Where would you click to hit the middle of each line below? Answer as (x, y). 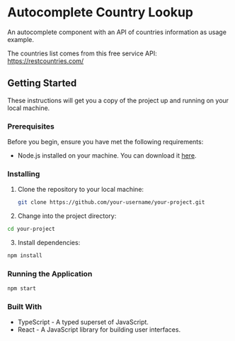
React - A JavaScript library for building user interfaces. (99, 330)
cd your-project (31, 229)
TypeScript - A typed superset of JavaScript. (83, 322)
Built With (25, 307)
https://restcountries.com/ (46, 60)
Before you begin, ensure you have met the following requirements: (105, 142)
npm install (25, 256)
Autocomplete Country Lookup (100, 12)
